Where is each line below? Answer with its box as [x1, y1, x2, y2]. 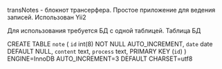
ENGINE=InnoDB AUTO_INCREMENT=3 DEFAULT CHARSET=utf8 [7, 55, 193, 63]
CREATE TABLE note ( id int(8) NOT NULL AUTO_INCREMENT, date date [7, 40, 213, 48]
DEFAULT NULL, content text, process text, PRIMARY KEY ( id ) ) [7, 48, 187, 55]
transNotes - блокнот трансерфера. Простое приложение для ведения [7, 6, 216, 14]
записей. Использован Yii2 [7, 13, 86, 21]
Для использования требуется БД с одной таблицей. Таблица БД [7, 27, 201, 34]
